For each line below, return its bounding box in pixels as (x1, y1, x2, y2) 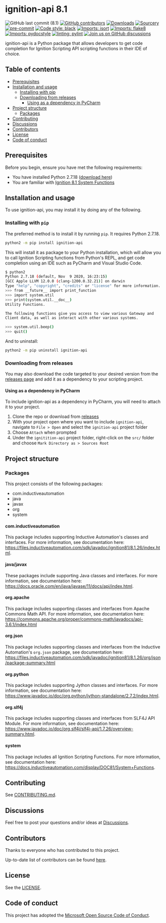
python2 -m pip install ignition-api (5, 240, 83, 245)
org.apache (5, 594, 30, 601)
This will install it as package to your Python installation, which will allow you (5, 249, 161, 255)
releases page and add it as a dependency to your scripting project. (5, 376, 144, 382)
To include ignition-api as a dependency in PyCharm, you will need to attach (5, 398, 161, 404)
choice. (5, 51, 21, 57)
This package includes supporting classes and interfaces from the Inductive (5, 644, 161, 650)
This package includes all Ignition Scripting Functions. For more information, (5, 754, 161, 760)
